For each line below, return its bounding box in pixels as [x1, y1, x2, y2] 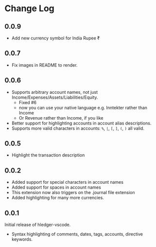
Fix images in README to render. [11, 62, 78, 68]
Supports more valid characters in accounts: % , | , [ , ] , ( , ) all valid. [11, 125, 144, 131]
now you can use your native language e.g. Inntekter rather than [18, 105, 148, 110]
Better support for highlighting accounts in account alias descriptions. [11, 120, 152, 126]
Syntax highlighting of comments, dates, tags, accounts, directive [11, 231, 143, 237]
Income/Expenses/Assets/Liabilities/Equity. [11, 94, 98, 100]
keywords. [11, 236, 33, 242]
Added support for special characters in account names [11, 179, 123, 185]
